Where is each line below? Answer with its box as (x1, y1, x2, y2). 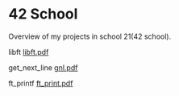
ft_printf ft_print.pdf (8, 78, 73, 88)
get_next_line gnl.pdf (8, 62, 78, 73)
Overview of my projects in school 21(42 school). (8, 31, 172, 41)
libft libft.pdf (8, 47, 49, 56)
